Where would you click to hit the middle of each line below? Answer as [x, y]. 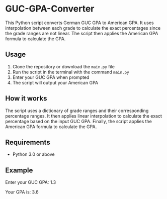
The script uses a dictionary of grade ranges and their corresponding [77, 111]
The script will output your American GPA [55, 82]
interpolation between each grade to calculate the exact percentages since [83, 28]
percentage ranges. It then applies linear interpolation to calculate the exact [83, 116]
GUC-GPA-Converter [50, 9]
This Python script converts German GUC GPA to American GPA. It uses [80, 23]
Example [19, 170]
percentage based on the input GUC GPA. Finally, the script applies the [79, 121]
